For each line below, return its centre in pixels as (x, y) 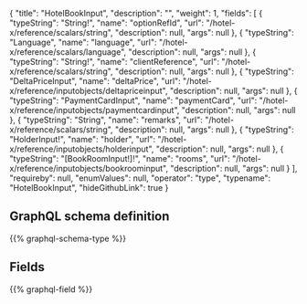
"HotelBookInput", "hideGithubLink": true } (89, 188)
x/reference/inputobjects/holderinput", (82, 149)
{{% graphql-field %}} (51, 289)
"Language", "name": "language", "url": (83, 42)
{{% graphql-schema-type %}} (68, 238)
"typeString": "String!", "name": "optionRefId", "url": (107, 23)
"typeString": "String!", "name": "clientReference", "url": (115, 62)
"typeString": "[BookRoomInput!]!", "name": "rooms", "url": (120, 158)
